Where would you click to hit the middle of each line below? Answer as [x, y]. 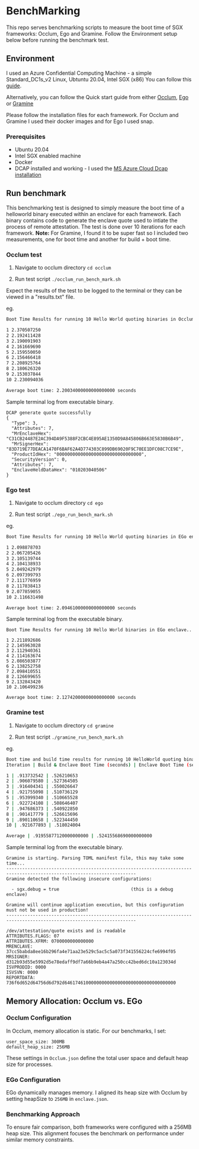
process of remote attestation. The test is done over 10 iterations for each [96, 226]
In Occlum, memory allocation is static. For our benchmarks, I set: [86, 1031]
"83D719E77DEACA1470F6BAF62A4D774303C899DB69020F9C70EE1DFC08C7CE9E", [95, 449]
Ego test [18, 490]
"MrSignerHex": [30, 444]
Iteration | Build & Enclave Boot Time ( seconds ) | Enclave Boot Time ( [98, 765]
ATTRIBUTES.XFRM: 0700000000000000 [50, 941]
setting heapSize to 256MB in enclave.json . [57, 1099]
